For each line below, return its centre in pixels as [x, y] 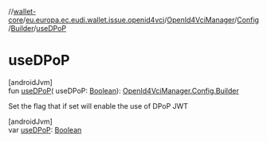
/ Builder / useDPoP [37, 28]
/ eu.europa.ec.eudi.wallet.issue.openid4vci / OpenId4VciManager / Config [141, 20]
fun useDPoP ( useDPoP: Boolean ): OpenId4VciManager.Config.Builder [124, 90]
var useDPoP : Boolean [45, 129]
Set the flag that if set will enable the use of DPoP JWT [98, 106]
